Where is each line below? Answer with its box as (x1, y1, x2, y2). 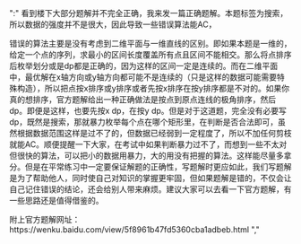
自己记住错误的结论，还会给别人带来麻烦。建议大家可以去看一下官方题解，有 (9, 184, 292, 195)
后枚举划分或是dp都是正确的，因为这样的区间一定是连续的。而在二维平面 (9, 61, 279, 71)
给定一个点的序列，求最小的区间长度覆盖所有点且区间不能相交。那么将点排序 (9, 49, 292, 60)
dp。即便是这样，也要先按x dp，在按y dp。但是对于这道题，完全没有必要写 (9, 106, 287, 116)
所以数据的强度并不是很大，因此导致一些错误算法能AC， (9, 19, 217, 30)
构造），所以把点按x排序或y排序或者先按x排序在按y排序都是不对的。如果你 (16, 83, 290, 93)
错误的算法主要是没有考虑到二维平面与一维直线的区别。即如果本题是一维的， (9, 39, 292, 48)
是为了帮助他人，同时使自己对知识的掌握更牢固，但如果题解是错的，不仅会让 (9, 173, 292, 183)
